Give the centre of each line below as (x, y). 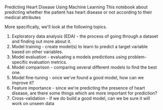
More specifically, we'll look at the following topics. (56, 27)
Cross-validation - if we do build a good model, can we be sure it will (81, 98)
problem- (137, 57)
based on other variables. (37, 52)
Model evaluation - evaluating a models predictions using (69, 57)
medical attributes (23, 17)
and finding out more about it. (41, 41)
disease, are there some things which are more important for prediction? (84, 93)
